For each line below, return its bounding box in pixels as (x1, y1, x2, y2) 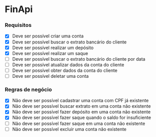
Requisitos (5, 22, 32, 29)
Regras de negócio (5, 86, 52, 93)
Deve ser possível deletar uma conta (12, 73, 89, 79)
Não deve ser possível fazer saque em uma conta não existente (12, 120, 145, 126)
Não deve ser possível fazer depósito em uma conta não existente (12, 109, 151, 115)
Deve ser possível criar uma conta (12, 33, 84, 39)
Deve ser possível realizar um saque (12, 50, 88, 56)
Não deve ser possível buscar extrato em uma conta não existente (12, 103, 151, 109)
